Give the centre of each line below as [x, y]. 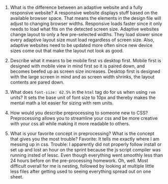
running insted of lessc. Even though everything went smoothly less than [87, 155]
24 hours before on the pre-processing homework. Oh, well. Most [79, 161]
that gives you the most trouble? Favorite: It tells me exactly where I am [85, 139]
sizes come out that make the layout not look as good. [67, 51]
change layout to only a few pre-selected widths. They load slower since [86, 34]
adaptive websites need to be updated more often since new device [81, 45]
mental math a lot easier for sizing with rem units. [62, 103]
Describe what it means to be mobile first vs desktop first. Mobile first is [86, 60]
